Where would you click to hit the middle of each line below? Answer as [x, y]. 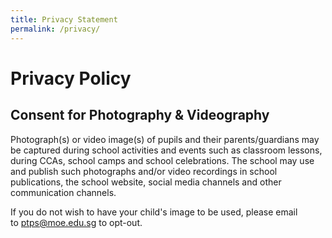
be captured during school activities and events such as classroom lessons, [166, 150]
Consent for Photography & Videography [140, 115]
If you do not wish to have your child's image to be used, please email [154, 212]
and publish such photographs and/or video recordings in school [144, 171]
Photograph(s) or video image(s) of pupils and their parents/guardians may [165, 139]
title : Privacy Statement [64, 19]
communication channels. [63, 192]
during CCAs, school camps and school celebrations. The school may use [162, 160]
